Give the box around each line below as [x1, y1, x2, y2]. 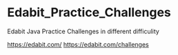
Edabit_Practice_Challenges [7, 5, 171, 20]
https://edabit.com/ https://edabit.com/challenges [7, 40, 150, 48]
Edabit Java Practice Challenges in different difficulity [7, 27, 160, 35]
